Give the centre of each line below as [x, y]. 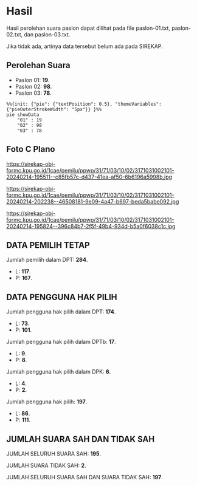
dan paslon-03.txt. [47, 34]
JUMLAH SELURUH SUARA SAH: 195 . [54, 453]
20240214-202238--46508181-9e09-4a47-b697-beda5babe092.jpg [93, 201]
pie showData [23, 115]
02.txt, [15, 34]
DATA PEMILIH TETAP [48, 245]
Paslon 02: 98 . [33, 86]
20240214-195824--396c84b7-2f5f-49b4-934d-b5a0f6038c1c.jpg [91, 226]
